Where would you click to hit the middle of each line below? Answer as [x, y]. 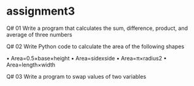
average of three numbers [39, 34]
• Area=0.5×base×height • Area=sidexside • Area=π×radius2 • [87, 58]
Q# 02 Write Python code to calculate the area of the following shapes [95, 46]
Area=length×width [31, 65]
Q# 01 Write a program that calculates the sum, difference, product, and [97, 28]
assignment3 [41, 11]
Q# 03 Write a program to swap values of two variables [76, 76]
